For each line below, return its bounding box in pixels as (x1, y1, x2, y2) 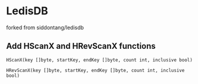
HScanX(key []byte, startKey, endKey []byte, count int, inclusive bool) (6, 57, 193, 63)
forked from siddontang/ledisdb (6, 24, 84, 31)
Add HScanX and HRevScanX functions (6, 41, 156, 51)
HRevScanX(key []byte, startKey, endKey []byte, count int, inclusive (6, 67, 185, 73)
